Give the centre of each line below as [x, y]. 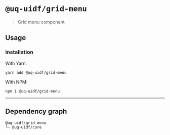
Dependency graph [36, 111]
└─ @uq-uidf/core [24, 127]
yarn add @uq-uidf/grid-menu [36, 72]
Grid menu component [41, 22]
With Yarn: [16, 63]
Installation [19, 52]
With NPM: [16, 82]
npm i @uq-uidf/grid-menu [32, 91]
